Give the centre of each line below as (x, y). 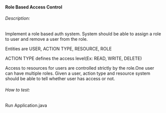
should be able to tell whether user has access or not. (60, 78)
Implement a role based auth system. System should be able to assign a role (83, 34)
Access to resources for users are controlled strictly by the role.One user (80, 68)
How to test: (18, 90)
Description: (18, 18)
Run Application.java (26, 105)
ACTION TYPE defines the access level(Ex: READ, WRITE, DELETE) (74, 58)
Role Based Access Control (34, 7)
